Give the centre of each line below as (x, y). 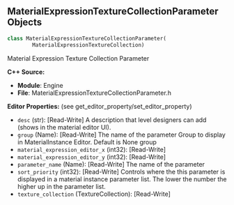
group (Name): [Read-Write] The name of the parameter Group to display (122, 135)
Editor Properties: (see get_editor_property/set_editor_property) (100, 106)
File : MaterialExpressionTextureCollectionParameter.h (94, 93)
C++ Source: (26, 72)
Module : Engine (40, 85)
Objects (25, 23)
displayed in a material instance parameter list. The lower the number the (122, 179)
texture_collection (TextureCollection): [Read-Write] (94, 194)
